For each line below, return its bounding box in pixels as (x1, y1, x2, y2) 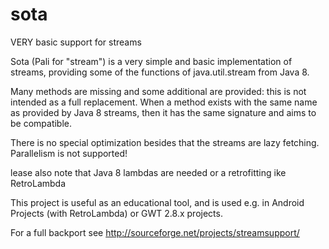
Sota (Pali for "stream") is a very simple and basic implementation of (10, 55, 293, 67)
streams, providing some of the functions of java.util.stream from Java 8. (10, 66, 310, 78)
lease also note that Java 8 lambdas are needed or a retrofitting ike (10, 166, 287, 178)
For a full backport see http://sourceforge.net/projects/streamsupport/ (10, 226, 300, 238)
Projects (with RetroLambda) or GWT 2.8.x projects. (10, 207, 223, 219)
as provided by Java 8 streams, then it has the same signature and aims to (10, 106, 317, 118)
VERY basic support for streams (10, 36, 142, 48)
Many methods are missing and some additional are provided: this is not (10, 85, 307, 97)
